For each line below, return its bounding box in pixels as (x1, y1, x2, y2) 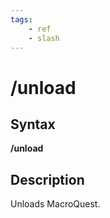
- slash (28, 33, 60, 43)
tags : (10, 14, 33, 25)
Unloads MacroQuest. (10, 198, 101, 210)
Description (10, 171, 85, 188)
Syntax (10, 116, 56, 133)
